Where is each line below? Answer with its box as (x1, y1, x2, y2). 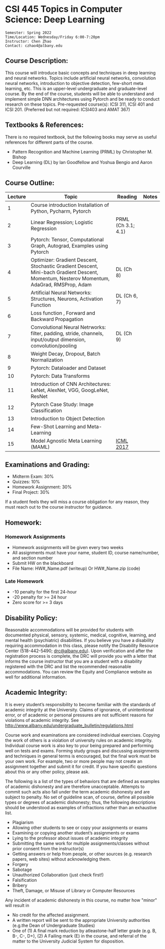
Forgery (12, 861, 28, 867)
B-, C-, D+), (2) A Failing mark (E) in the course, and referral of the (12, 933, 147, 939)
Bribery (12, 882, 27, 888)
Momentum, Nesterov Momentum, (30, 275, 110, 282)
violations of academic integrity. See (5, 717, 79, 723)
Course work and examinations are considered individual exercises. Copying (5, 732, 160, 738)
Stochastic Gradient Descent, (30, 263, 98, 270)
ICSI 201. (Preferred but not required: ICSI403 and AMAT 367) (5, 106, 130, 112)
